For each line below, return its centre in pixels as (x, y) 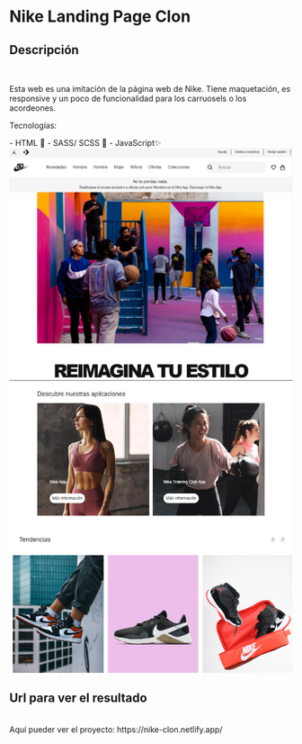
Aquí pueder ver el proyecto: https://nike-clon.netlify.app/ (116, 729)
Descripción (44, 50)
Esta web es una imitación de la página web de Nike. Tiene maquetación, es (150, 89)
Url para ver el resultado (78, 699)
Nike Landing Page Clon (100, 17)
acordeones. (33, 108)
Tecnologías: (33, 125)
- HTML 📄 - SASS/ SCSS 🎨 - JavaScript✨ (85, 143)
